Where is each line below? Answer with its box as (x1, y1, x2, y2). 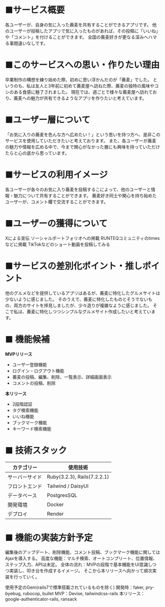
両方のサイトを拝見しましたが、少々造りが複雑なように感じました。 (13, 302, 152, 308)
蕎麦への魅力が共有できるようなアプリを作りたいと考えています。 (13, 95, 147, 101)
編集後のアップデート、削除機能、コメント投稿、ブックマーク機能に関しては (5, 549, 161, 555)
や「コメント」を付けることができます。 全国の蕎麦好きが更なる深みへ (5, 34, 149, 40)
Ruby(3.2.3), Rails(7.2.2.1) (47, 473, 109, 480)
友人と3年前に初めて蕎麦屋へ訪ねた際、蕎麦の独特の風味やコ (35, 82, 159, 89)
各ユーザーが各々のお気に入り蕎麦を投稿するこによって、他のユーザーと (5, 186, 151, 192)
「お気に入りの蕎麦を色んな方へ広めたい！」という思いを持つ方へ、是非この (5, 131, 161, 137)
